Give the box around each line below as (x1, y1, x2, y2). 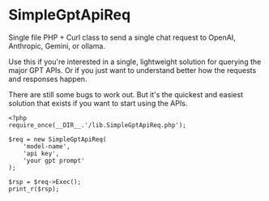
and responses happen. (8, 74, 88, 83)
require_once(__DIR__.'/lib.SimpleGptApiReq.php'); (8, 121, 186, 129)
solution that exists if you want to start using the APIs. (8, 98, 188, 108)
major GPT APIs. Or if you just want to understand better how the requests (8, 65, 257, 75)
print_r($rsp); (8, 185, 60, 193)
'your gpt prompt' (23, 156, 85, 165)
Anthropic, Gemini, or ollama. (8, 41, 105, 50)
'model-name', (23, 142, 70, 151)
